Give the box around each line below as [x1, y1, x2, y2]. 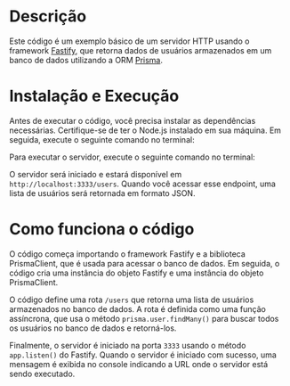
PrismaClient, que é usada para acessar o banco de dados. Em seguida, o [9, 258, 280, 268]
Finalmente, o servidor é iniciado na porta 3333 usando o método [9, 340, 246, 350]
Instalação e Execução [9, 86, 180, 106]
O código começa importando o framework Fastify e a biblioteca [9, 248, 246, 259]
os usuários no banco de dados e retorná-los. [9, 323, 177, 333]
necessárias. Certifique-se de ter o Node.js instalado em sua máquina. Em [9, 125, 282, 136]
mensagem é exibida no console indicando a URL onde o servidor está [9, 358, 269, 369]
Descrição [9, 6, 87, 27]
